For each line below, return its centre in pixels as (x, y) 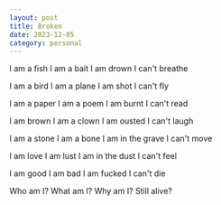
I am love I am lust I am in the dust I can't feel (93, 156)
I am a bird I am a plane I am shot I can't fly (89, 86)
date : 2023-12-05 (42, 34)
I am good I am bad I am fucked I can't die (87, 173)
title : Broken (36, 26)
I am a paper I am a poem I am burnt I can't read (99, 104)
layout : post (34, 18)
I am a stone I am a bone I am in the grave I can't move (111, 139)
